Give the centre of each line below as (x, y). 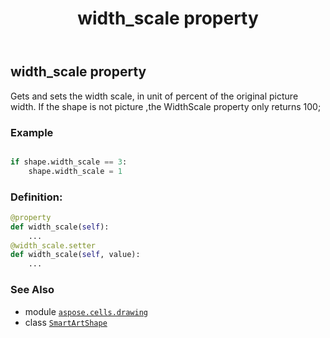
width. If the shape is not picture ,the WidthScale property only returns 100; (166, 106)
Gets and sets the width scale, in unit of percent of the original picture (154, 96)
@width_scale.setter (53, 245)
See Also (32, 290)
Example (32, 132)
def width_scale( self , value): (75, 255)
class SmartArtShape (66, 322)
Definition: (36, 197)
